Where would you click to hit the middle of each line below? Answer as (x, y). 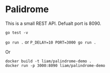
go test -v (17, 32)
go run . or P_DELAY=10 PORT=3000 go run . (51, 42)
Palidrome (27, 9)
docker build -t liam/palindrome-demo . (49, 61)
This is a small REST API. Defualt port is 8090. (53, 23)
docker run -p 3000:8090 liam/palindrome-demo (55, 65)
